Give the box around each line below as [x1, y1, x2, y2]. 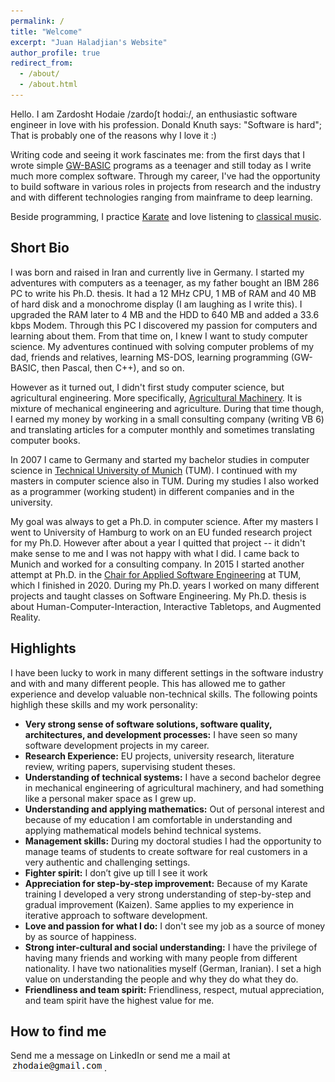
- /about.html [19, 80, 78, 90]
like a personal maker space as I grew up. [24, 792, 197, 804]
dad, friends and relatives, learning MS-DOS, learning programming [10, 351, 289, 363]
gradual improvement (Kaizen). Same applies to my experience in [24, 898, 295, 910]
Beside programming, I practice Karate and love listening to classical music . [10, 210, 322, 222]
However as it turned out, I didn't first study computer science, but [10, 381, 285, 393]
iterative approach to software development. [24, 909, 208, 921]
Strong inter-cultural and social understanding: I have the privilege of [24, 941, 318, 953]
